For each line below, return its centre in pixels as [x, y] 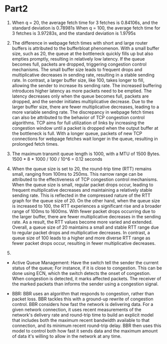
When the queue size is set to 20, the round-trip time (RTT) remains [82, 169]
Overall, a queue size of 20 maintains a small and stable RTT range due [85, 227]
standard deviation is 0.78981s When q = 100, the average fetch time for [86, 28]
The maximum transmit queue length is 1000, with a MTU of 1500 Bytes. [86, 154]
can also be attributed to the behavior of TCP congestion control [78, 117]
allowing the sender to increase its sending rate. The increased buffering [87, 85]
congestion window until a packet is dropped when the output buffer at [85, 128]
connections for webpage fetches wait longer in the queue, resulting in [85, 139]
